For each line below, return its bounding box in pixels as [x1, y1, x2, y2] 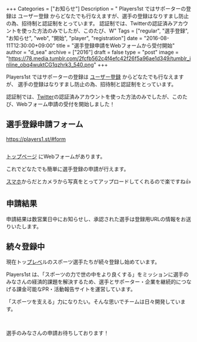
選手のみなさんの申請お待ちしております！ [6, 330, 109, 337]
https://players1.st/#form [6, 135, 66, 143]
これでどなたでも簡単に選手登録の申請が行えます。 [6, 165, 129, 172]
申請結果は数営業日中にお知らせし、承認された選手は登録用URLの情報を [6, 215, 181, 222]
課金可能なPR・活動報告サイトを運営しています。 [16, 285, 136, 293]
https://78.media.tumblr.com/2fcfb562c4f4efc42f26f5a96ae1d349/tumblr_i [8, 55, 191, 62]
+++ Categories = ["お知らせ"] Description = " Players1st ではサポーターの [6, 5, 186, 12]
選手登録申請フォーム [6, 120, 84, 130]
